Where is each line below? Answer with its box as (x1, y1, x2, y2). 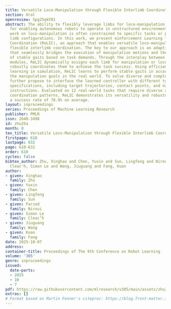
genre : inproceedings (5, 258, 51, 264)
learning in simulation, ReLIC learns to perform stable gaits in (10, 69, 154, 74)
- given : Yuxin (5, 183, 38, 188)
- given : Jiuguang (5, 220, 44, 226)
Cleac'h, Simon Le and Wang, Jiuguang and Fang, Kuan (10, 163, 126, 168)
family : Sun (10, 196, 36, 202)
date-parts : (10, 268, 36, 273)
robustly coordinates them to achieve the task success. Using (10, 64, 147, 69)
